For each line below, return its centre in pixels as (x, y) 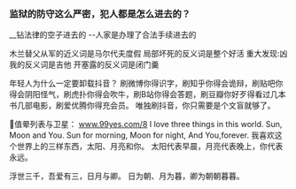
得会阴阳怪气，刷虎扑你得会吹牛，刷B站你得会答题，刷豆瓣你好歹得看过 (140, 94)
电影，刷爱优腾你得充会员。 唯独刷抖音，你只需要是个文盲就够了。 (154, 106)
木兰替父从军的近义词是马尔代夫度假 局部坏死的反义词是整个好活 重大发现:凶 (148, 54)
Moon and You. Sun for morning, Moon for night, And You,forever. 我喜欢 (142, 135)
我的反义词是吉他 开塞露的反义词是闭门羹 (84, 64)
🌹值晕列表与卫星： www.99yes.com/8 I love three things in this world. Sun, (146, 125)
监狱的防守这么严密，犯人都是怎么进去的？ (100, 13)
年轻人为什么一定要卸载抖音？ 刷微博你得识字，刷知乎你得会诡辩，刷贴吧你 (146, 83)
